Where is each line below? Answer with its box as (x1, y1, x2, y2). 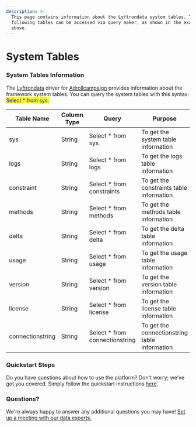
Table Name (15, 114, 50, 122)
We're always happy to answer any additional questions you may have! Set (6, 408, 185, 415)
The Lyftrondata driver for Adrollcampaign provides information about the (6, 84, 183, 91)
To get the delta (141, 224, 185, 233)
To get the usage (141, 248, 188, 257)
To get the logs (141, 152, 183, 160)
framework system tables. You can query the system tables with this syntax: (6, 90, 190, 97)
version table (141, 280, 177, 288)
